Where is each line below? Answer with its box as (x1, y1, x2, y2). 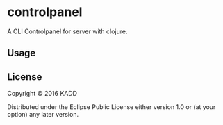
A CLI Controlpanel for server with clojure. (7, 27, 128, 35)
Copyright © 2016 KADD (7, 90, 78, 98)
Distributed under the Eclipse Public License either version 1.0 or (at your (7, 103, 216, 111)
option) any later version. (7, 110, 79, 119)
